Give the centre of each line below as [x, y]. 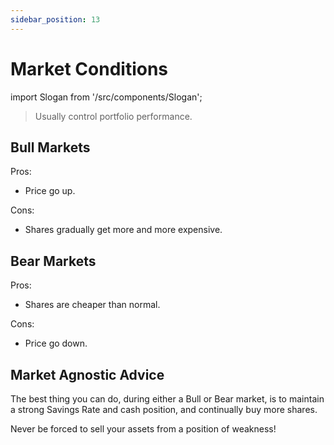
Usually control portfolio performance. [113, 116]
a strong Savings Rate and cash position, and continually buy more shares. [164, 409]
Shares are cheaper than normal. [92, 305]
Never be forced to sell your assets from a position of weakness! [143, 429]
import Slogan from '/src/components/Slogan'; [106, 97]
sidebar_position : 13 [55, 19]
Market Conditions [89, 68]
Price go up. [50, 191]
